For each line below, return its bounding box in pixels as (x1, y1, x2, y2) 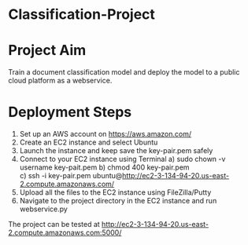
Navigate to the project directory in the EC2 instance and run (19, 196, 217, 206)
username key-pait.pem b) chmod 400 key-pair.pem (19, 163, 191, 172)
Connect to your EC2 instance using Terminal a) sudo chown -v (19, 155, 226, 164)
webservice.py (19, 204, 68, 214)
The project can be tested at (8, 220, 100, 229)
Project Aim (8, 42, 87, 60)
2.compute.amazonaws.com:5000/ (8, 228, 122, 237)
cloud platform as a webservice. (8, 76, 113, 86)
